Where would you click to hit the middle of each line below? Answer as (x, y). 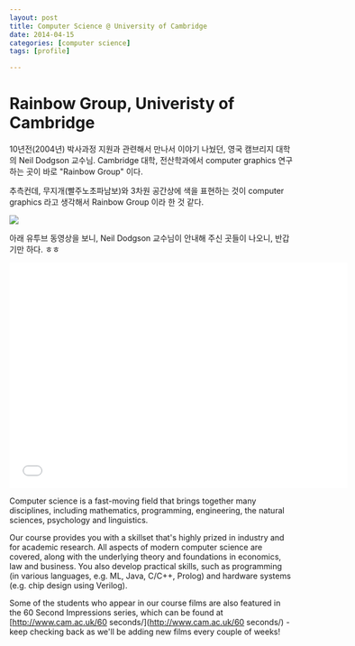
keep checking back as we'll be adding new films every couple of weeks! (145, 632)
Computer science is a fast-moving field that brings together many (133, 501)
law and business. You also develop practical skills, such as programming (146, 567)
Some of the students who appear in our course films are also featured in (145, 603)
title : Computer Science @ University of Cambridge (108, 26)
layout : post (34, 18)
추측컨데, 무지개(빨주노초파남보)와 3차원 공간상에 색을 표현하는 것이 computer (147, 191)
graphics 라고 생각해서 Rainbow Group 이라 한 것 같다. (107, 202)
